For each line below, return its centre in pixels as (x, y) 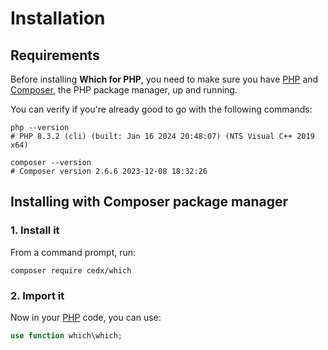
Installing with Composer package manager (149, 202)
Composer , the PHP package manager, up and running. (124, 90)
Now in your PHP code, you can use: (86, 317)
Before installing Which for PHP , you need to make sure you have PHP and (164, 79)
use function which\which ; (66, 335)
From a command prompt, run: (73, 252)
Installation (58, 18)
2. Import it (37, 295)
